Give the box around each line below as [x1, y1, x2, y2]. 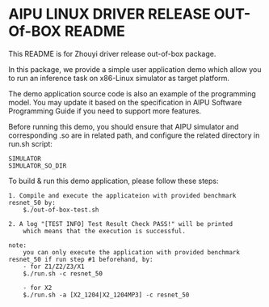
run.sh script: [8, 139, 53, 148]
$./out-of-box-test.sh [23, 206, 99, 214]
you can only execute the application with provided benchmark [23, 248, 241, 256]
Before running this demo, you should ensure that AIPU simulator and [8, 122, 239, 131]
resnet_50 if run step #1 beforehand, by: [8, 255, 153, 263]
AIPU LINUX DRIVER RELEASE [8, 5, 212, 23]
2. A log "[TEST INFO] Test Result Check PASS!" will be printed [8, 220, 233, 228]
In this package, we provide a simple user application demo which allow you [8, 64, 262, 74]
